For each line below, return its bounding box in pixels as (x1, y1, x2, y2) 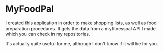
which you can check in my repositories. (5, 31, 90, 37)
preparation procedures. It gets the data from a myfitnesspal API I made (5, 25, 156, 31)
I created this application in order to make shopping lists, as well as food (5, 20, 157, 26)
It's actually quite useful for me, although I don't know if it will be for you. (5, 40, 158, 46)
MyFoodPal (5, 3, 55, 15)
